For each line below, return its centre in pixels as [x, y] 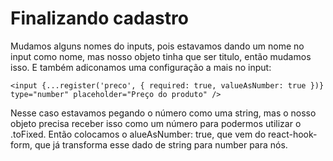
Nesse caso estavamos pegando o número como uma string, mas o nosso [163, 113]
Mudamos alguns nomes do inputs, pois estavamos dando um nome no [157, 46]
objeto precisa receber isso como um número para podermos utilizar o [156, 123]
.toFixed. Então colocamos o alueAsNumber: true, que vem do [138, 134]
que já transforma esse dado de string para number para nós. [161, 144]
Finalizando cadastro [99, 18]
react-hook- [292, 134]
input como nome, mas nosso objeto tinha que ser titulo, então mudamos [161, 56]
